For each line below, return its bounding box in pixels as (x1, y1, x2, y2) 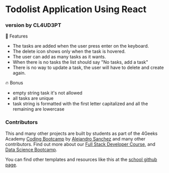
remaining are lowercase (12, 106, 65, 112)
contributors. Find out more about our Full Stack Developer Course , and (5, 141, 156, 147)
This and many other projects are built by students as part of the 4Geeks (5, 130, 158, 136)
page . (5, 161, 18, 168)
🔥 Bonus (5, 80, 23, 86)
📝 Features (5, 33, 28, 39)
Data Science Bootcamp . (5, 146, 58, 153)
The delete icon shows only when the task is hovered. (12, 48, 126, 54)
